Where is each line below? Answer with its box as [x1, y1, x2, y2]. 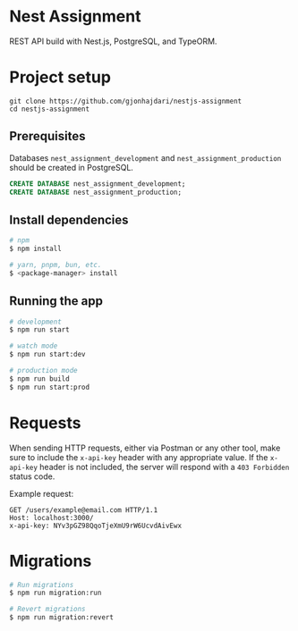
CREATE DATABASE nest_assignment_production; [9, 188, 182, 197]
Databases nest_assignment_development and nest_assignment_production [9, 152, 282, 163]
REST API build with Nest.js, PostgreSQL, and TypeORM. [9, 36, 217, 46]
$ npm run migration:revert [9, 613, 115, 622]
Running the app [9, 293, 103, 309]
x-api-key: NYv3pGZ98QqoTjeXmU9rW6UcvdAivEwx [9, 521, 182, 530]
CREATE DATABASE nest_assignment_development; [9, 179, 186, 189]
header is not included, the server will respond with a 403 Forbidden [39, 461, 290, 472]
